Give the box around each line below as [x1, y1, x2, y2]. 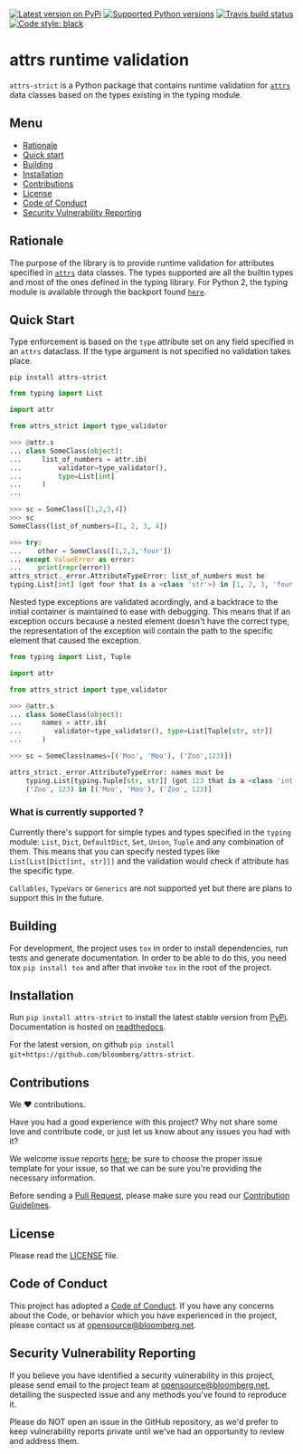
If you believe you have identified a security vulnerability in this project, [9, 1370, 275, 1381]
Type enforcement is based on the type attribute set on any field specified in [9, 336, 294, 348]
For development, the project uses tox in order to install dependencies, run [9, 942, 289, 953]
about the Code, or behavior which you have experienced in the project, [9, 1309, 278, 1321]
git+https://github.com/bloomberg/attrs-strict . [9, 1048, 194, 1059]
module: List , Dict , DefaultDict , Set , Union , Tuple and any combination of [9, 836, 285, 847]
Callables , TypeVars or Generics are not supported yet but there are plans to [9, 883, 292, 894]
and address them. [9, 1435, 80, 1446]
